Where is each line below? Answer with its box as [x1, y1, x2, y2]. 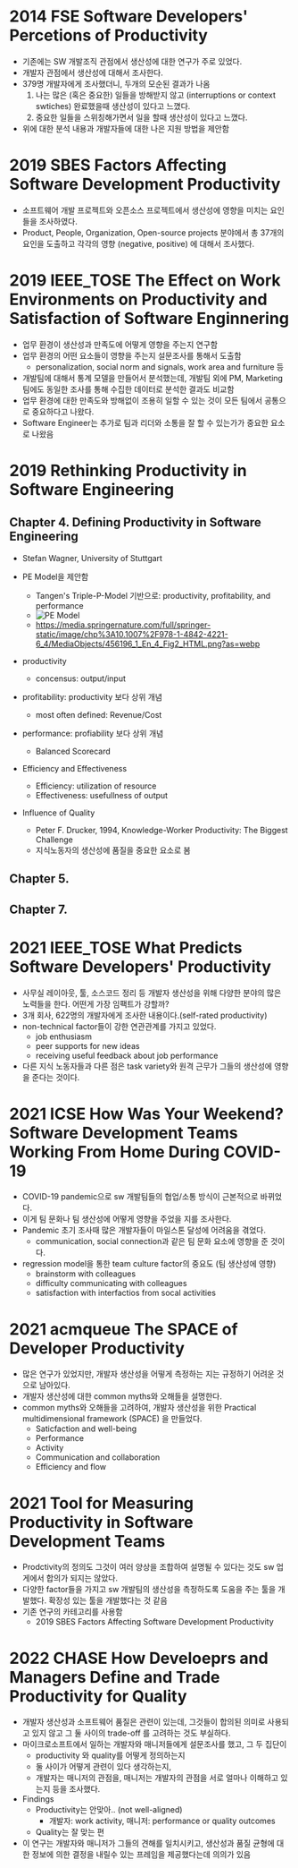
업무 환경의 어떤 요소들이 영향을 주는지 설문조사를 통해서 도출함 [21, 350, 242, 361]
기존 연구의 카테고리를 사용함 [21, 1607, 123, 1617]
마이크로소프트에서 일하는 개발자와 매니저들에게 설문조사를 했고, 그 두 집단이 [21, 1739, 287, 1750]
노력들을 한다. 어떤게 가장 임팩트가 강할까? [21, 998, 170, 1009]
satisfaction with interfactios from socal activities [35, 1287, 217, 1299]
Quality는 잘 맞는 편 [35, 1827, 105, 1838]
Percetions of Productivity [9, 25, 208, 46]
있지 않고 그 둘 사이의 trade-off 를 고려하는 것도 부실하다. [31, 1727, 231, 1738]
